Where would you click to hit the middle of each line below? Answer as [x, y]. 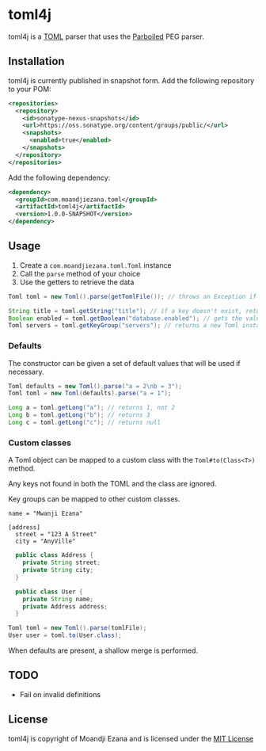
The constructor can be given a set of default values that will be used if [124, 363]
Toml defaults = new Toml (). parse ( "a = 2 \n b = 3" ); [95, 386]
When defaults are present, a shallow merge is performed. [103, 650]
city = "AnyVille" [46, 541]
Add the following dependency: [59, 177]
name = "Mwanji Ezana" [46, 514]
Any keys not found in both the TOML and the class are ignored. [112, 484]
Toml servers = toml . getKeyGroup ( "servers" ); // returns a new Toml [123, 326]
